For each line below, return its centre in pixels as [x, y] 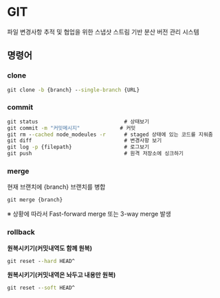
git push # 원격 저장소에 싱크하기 [96, 154]
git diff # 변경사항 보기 [85, 141]
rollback [21, 232]
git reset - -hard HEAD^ [41, 261]
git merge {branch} [35, 200]
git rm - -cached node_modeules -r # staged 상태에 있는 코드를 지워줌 [110, 135]
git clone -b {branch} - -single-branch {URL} [73, 90]
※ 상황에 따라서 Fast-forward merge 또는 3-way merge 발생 [89, 214]
